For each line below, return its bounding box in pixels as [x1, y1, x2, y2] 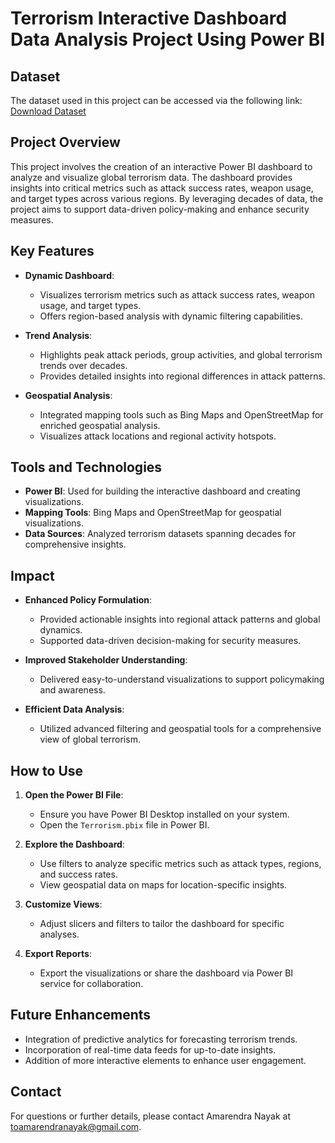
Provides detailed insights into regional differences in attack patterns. [39, 370, 326, 382]
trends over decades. [39, 359, 128, 371]
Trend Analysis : [24, 329, 93, 341]
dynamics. [39, 624, 83, 636]
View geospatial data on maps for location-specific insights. [39, 879, 288, 891]
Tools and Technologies [10, 459, 163, 476]
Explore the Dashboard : [24, 838, 125, 851]
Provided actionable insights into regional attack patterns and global [39, 613, 321, 626]
